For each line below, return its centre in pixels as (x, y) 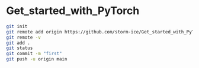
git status (20, 48)
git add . (18, 43)
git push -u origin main (37, 59)
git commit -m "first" (34, 54)
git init (17, 26)
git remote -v (24, 37)
